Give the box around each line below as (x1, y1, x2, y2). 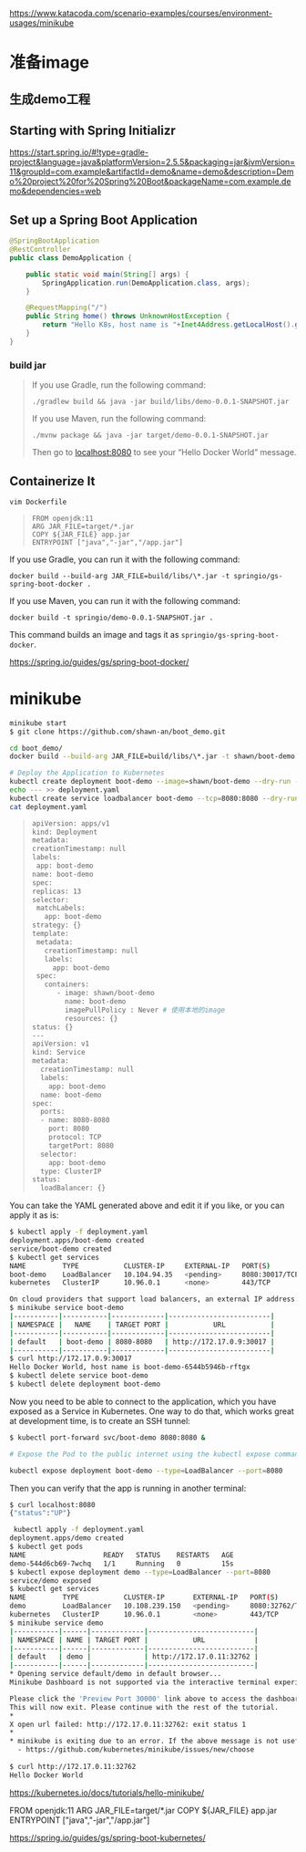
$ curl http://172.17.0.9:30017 (9, 1354, 132, 1363)
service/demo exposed (9, 1576, 92, 1586)
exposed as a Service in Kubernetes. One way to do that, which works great (9, 1405, 294, 1417)
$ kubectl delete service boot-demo (9, 1371, 148, 1380)
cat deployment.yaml (9, 802, 88, 811)
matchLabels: (36, 903, 86, 913)
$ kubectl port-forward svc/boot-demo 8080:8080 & (9, 1432, 206, 1442)
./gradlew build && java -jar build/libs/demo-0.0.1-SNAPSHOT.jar (31, 397, 290, 407)
